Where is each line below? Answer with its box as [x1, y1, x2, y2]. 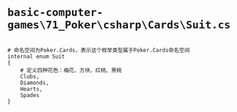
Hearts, [20, 85, 43, 93]
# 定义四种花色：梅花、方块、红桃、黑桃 [20, 66, 122, 73]
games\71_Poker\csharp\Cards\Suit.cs [7, 19, 231, 32]
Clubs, [20, 73, 40, 80]
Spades [20, 91, 40, 98]
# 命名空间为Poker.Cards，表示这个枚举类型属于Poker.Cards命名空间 [7, 46, 190, 54]
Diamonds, [20, 79, 50, 86]
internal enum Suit [7, 53, 65, 60]
